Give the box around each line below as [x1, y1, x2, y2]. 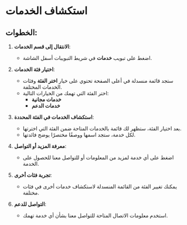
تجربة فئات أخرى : [13, 172, 52, 179]
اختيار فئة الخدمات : [13, 66, 55, 73]
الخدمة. [22, 160, 39, 167]
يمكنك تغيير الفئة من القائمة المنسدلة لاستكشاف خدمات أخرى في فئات [22, 183, 177, 190]
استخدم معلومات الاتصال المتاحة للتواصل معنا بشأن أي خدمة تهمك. [22, 212, 168, 219]
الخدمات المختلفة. [22, 83, 62, 90]
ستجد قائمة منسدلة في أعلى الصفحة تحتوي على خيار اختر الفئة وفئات [22, 78, 174, 84]
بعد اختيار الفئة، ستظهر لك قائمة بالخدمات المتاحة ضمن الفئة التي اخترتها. [22, 125, 182, 132]
